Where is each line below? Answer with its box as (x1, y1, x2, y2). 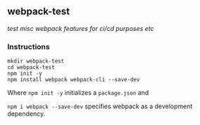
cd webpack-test (7, 64, 55, 71)
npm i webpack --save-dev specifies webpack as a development (7, 102, 193, 111)
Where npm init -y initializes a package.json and (7, 88, 149, 97)
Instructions (7, 41, 51, 51)
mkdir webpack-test (7, 58, 65, 65)
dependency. (7, 110, 46, 118)
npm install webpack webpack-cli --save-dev (7, 77, 140, 84)
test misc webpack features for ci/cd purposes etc (7, 24, 154, 32)
